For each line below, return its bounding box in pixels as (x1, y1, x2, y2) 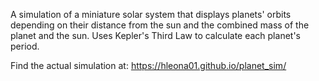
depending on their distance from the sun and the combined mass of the (10, 19, 310, 31)
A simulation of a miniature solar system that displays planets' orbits (10, 9, 292, 20)
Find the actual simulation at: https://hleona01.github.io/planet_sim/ (10, 60, 287, 71)
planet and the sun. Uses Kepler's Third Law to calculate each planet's (10, 30, 301, 41)
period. (10, 40, 40, 52)
